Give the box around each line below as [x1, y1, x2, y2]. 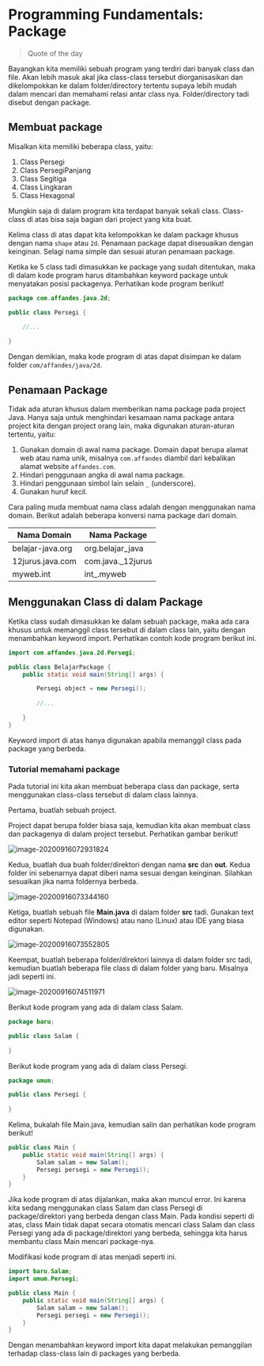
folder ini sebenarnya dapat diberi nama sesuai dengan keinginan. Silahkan [8, 868, 253, 878]
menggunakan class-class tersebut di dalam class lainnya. [8, 790, 198, 799]
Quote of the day [27, 48, 83, 58]
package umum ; [8, 1076, 55, 1085]
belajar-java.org [12, 543, 73, 554]
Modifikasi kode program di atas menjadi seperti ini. [8, 1252, 177, 1261]
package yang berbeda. [8, 743, 86, 754]
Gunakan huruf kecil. [19, 486, 88, 496]
